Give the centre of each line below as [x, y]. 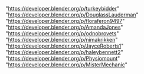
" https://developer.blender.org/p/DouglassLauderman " [72, 15]
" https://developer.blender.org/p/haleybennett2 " [64, 52]
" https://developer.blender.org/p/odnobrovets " [62, 33]
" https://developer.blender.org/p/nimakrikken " [62, 40]
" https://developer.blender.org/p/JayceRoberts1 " [65, 46]
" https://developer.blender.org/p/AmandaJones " [64, 27]
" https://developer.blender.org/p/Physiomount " [63, 58]
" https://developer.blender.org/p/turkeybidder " [63, 9]
